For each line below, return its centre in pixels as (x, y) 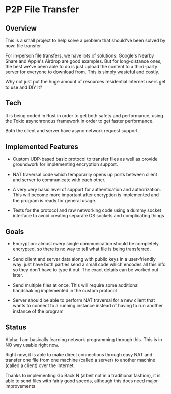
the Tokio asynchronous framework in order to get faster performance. (79, 121)
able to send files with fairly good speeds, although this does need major (82, 381)
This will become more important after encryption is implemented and (86, 195)
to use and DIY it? (24, 87)
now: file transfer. (24, 46)
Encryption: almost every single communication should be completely (85, 244)
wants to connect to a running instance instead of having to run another (88, 306)
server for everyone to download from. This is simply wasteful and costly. (82, 72)
